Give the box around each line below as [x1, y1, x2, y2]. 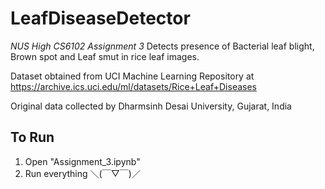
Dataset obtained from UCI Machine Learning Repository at [10, 70, 255, 82]
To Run [10, 129, 55, 146]
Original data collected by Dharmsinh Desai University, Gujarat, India [10, 100, 292, 112]
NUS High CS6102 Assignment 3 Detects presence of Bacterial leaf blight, [10, 40, 315, 52]
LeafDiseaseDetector [10, 7, 191, 30]
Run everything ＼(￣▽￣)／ [24, 167, 141, 179]
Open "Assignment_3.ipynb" [24, 155, 141, 167]
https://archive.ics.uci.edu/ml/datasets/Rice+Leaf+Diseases [10, 80, 257, 92]
